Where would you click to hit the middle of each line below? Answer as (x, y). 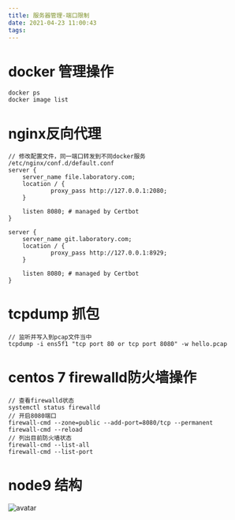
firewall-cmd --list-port (50, 452)
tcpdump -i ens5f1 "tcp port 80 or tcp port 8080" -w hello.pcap (117, 344)
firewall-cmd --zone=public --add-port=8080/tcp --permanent (111, 423)
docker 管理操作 (61, 71)
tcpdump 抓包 (54, 314)
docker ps (24, 93)
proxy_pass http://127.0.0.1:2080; (109, 191)
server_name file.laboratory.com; (79, 177)
